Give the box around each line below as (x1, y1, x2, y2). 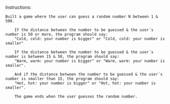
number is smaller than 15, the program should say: (5, 76, 120, 81)
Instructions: (5, 5, 32, 10)
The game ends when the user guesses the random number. (14, 94, 138, 99)
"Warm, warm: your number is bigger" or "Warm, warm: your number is (14, 58, 165, 63)
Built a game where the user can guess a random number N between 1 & (5, 14, 158, 19)
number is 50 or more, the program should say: (5, 32, 108, 37)
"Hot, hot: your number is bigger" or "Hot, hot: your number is (14, 81, 156, 86)
